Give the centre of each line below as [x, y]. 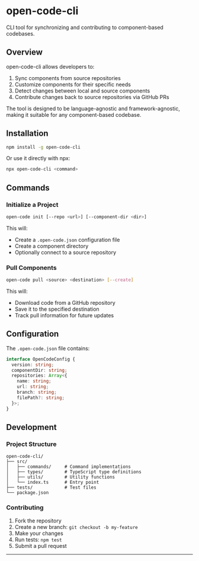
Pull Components [32, 267]
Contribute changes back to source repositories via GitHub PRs [92, 97]
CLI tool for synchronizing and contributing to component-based [85, 27]
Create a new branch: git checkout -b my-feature [76, 527]
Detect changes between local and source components [82, 91]
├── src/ [17, 462]
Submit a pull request [41, 546]
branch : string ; [37, 393]
